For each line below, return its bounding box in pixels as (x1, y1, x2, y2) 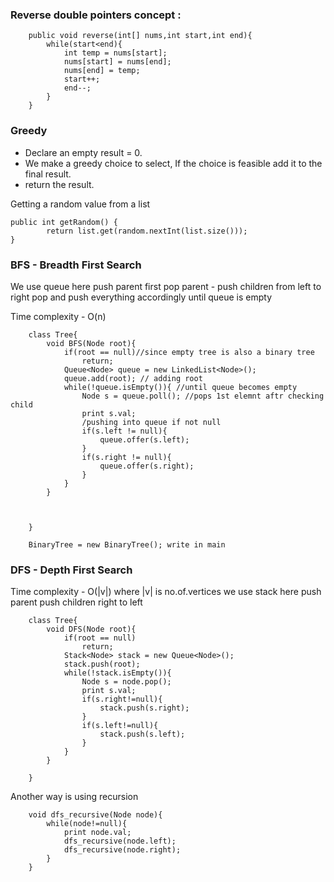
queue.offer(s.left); (99, 434, 190, 445)
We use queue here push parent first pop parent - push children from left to (10, 280, 322, 292)
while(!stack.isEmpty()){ (63, 668, 172, 678)
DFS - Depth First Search (10, 563, 133, 577)
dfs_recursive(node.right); (63, 845, 182, 855)
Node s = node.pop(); (81, 677, 172, 687)
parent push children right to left (10, 596, 143, 608)
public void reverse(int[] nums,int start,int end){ (28, 31, 253, 41)
